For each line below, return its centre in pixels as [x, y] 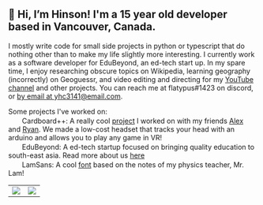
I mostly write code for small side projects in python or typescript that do [126, 46]
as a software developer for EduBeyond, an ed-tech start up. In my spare [127, 62]
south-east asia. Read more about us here [77, 155]
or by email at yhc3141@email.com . [66, 96]
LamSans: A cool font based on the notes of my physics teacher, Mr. [133, 164]
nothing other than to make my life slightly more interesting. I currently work [131, 54]
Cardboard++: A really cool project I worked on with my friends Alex [133, 121]
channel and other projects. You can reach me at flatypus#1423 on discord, [131, 88]
